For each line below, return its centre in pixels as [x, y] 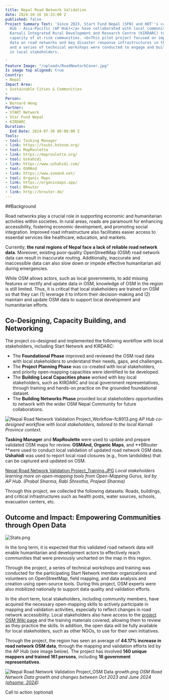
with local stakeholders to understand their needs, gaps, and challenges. [88, 361]
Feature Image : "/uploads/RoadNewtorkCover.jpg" [57, 66]
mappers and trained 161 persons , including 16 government [68, 656]
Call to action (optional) [29, 692]
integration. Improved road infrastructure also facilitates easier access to [80, 232]
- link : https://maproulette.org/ [41, 155]
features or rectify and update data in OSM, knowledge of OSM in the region [84, 283]
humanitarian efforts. [27, 305]
